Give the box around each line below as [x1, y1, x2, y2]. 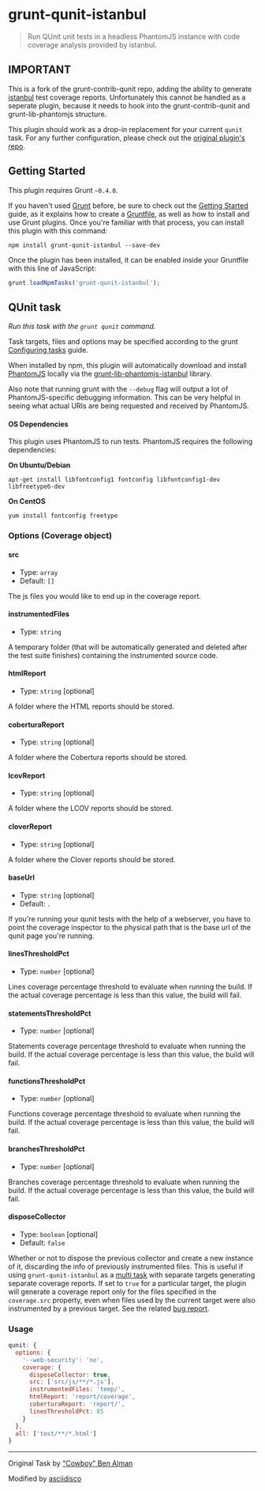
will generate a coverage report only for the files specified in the [8, 1287, 217, 1296]
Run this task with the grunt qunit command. [8, 322, 156, 331]
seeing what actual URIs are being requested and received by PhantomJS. [8, 401, 250, 411]
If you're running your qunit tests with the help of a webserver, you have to [8, 914, 251, 923]
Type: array [19, 567, 58, 577]
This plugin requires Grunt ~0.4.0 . [8, 185, 118, 195]
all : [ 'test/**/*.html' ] [15, 1429, 97, 1437]
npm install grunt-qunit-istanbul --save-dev [8, 241, 160, 249]
